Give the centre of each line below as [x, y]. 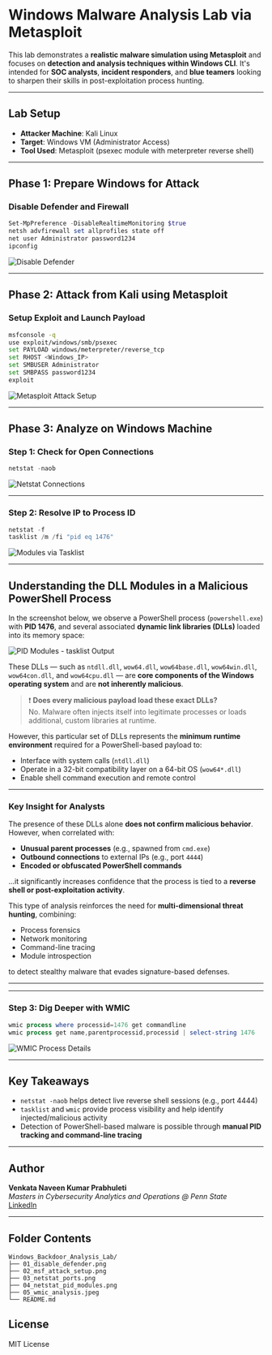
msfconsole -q [32, 334]
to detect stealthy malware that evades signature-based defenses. [119, 972]
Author [26, 1168]
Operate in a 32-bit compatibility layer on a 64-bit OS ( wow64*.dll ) [130, 770]
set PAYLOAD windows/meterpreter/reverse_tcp [86, 350]
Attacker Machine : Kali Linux [69, 133]
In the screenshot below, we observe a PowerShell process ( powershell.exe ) [136, 618]
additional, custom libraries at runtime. [92, 721]
